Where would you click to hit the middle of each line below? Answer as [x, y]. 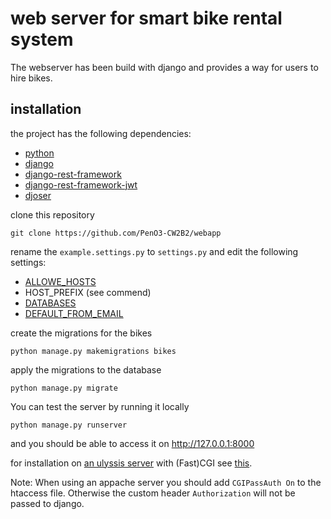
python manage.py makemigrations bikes [93, 351]
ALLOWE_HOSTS [60, 281]
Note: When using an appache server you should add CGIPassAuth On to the [166, 482]
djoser [38, 195]
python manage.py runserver [69, 425]
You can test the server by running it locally [100, 406]
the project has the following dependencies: [101, 133]
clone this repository [52, 214]
